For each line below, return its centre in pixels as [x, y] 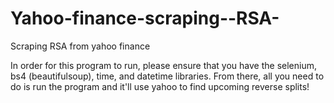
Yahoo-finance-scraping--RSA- [145, 18]
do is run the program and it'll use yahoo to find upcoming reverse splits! [160, 86]
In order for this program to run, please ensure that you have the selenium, [164, 65]
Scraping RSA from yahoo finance [80, 46]
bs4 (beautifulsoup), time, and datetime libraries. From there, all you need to [167, 76]
